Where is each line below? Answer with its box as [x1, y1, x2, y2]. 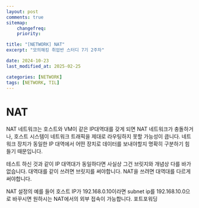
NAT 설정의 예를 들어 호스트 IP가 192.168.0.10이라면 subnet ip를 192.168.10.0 [6, 188, 186, 195]
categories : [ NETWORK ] [6, 74, 62, 80]
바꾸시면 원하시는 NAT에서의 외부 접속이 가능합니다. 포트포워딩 [12, 196, 158, 203]
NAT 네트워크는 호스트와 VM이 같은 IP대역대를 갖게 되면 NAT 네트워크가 [6, 125, 173, 133]
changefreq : [17, 25, 46, 31]
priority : [17, 31, 42, 37]
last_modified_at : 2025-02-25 [6, 63, 81, 69]
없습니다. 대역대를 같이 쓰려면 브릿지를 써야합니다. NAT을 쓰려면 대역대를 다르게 [6, 168, 191, 175]
